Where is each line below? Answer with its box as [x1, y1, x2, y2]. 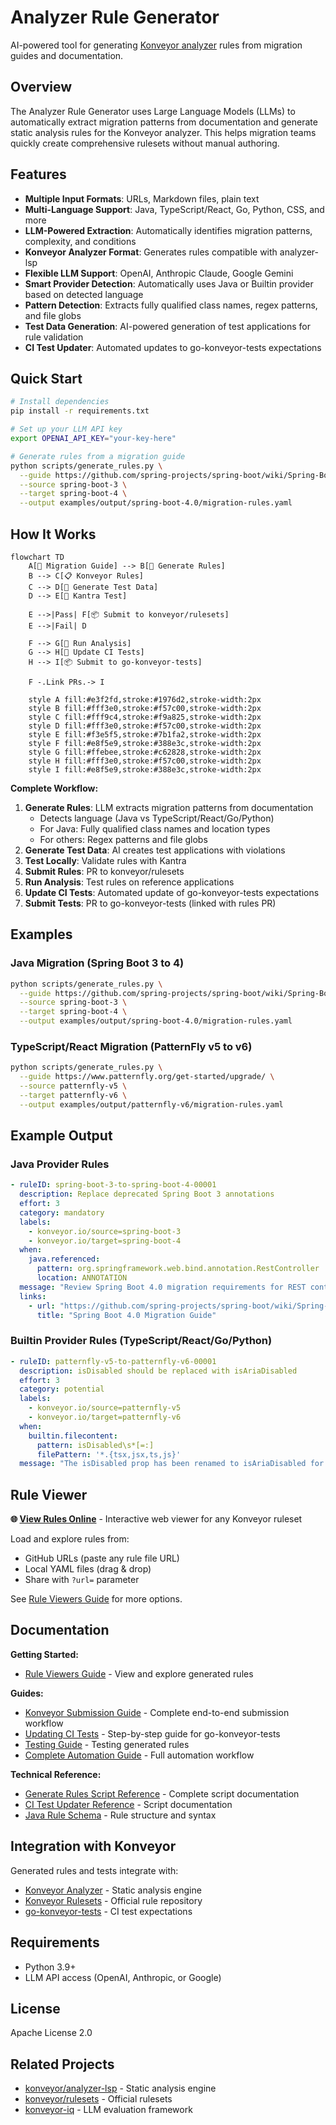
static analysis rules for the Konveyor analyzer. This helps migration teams [10, 126, 317, 138]
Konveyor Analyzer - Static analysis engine [24, 1884, 202, 1896]
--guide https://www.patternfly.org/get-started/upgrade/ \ [19, 1072, 275, 1082]
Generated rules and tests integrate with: [10, 1864, 179, 1876]
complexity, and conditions [24, 235, 137, 247]
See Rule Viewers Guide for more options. [10, 1593, 183, 1605]
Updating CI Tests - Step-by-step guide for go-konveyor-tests [24, 1727, 281, 1740]
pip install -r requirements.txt [10, 406, 150, 416]
